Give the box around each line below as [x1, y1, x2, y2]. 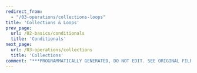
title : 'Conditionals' [11, 36, 66, 42]
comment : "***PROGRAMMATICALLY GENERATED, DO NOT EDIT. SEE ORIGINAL [5, 58, 180, 64]
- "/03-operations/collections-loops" [11, 14, 106, 20]
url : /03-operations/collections [11, 47, 93, 53]
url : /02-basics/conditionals [11, 31, 85, 36]
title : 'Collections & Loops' [5, 19, 80, 25]
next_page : [5, 42, 32, 48]
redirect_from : [5, 8, 43, 15]
